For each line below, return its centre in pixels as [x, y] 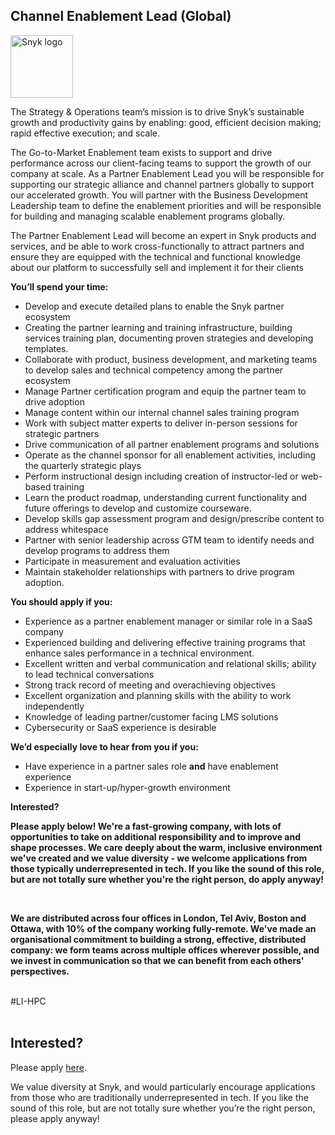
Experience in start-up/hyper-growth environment [127, 787]
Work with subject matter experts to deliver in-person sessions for [161, 423]
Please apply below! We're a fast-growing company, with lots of [146, 826]
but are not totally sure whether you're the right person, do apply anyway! [167, 879]
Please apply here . [48, 1067]
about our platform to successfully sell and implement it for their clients [157, 267]
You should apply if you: [61, 601]
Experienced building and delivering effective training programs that [165, 642]
